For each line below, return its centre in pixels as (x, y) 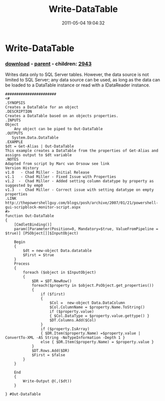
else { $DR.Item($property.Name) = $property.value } (97, 342)
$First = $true (39, 255)
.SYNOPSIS (15, 103)
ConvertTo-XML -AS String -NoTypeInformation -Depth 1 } (65, 338)
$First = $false (48, 355)
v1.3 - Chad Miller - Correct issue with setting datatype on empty (80, 190)
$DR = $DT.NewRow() (52, 281)
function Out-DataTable (30, 216)
